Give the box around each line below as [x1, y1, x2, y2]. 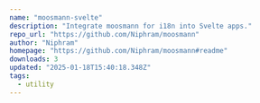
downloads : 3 [9, 55, 59, 64]
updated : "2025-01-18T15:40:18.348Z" [9, 64, 152, 73]
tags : [9, 72, 30, 81]
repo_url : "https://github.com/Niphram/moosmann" [9, 30, 200, 39]
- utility [17, 80, 54, 89]
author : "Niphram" [9, 38, 79, 47]
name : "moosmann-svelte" [9, 13, 103, 22]
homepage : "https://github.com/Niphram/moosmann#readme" [9, 47, 228, 56]
